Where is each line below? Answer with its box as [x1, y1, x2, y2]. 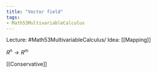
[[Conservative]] [6, 60, 47, 68]
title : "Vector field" [6, 8, 63, 15]
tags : [6, 14, 20, 20]
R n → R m [6, 48, 28, 56]
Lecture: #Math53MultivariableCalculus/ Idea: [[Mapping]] [6, 36, 151, 44]
